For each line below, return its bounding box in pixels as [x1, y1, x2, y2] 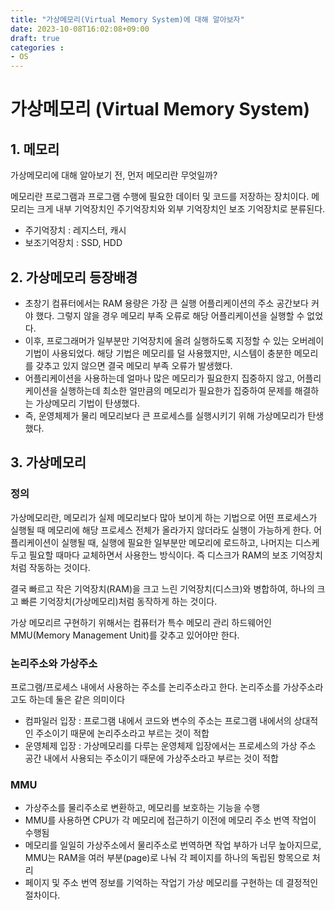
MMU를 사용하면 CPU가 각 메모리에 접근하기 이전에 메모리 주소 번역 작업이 [24, 814, 317, 826]
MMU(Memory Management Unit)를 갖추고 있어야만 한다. [10, 629, 240, 641]
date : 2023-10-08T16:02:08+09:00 [10, 24, 150, 34]
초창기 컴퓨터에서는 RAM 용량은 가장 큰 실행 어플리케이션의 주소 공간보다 [24, 297, 309, 309]
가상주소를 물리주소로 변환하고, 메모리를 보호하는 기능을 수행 [24, 802, 261, 814]
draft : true [10, 33, 60, 43]
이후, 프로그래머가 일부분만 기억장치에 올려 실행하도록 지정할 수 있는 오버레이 [24, 334, 325, 346]
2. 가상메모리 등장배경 [10, 269, 138, 286]
